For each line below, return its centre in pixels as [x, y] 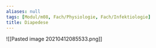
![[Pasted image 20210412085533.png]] [54, 39]
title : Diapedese [27, 22]
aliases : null [23, 11]
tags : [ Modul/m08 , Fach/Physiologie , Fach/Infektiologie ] [78, 17]
